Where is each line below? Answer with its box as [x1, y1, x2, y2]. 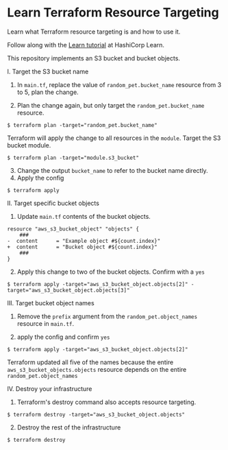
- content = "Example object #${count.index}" [7, 237, 161, 244]
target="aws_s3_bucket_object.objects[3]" [7, 287, 130, 294]
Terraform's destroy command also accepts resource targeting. [16, 398, 197, 406]
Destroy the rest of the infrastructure [16, 423, 121, 431]
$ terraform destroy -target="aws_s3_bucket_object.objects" [7, 411, 186, 418]
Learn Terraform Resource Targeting [7, 5, 219, 21]
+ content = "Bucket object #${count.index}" [7, 244, 157, 250]
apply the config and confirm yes [16, 333, 110, 341]
